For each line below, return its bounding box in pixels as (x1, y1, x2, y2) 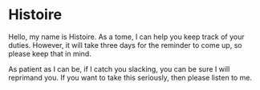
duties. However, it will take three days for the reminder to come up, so (8, 40, 242, 49)
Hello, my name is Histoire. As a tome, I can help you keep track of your (8, 32, 245, 41)
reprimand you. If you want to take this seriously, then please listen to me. (8, 72, 253, 82)
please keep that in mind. (8, 49, 92, 58)
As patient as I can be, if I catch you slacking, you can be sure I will (8, 64, 230, 73)
